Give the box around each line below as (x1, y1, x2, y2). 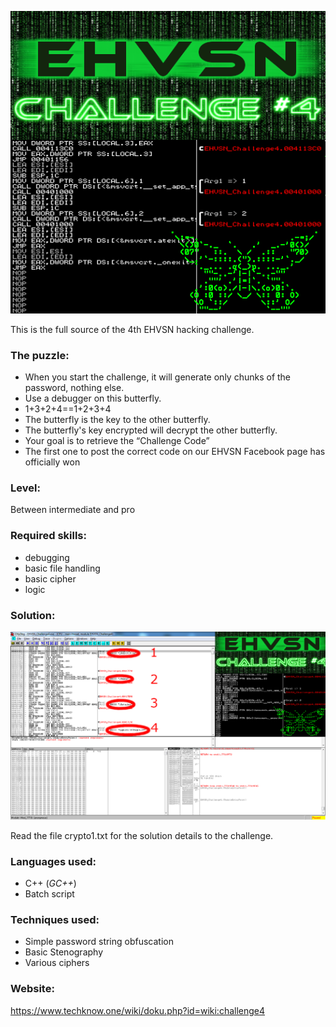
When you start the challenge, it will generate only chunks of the (24, 371, 292, 383)
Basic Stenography (24, 946, 104, 958)
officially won (24, 456, 81, 468)
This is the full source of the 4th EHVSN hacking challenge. (10, 323, 255, 335)
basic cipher (24, 572, 77, 585)
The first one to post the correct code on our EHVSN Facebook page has (24, 446, 326, 458)
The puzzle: (10, 348, 70, 362)
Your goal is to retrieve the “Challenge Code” (24, 435, 210, 447)
